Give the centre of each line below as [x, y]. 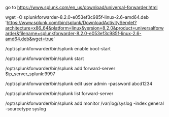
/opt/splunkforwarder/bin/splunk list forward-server [59, 93]
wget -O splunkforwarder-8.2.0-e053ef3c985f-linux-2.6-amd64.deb [77, 17]
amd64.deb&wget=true [29, 39]
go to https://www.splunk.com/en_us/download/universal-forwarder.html [81, 7]
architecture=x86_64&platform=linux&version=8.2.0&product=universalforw [84, 28]
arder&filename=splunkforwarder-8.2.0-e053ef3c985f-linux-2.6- [73, 33]
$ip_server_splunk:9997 [30, 74]
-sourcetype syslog [26, 109]
